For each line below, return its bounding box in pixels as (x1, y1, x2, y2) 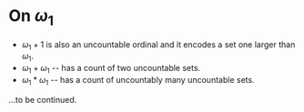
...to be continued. (8, 94, 77, 105)
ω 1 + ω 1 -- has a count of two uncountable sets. (21, 63, 201, 76)
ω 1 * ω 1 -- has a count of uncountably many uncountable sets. (21, 74, 256, 87)
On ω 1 (8, 5, 55, 29)
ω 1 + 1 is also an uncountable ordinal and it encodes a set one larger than (21, 38, 296, 52)
